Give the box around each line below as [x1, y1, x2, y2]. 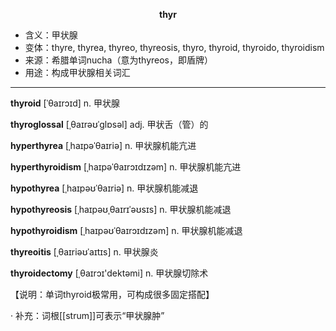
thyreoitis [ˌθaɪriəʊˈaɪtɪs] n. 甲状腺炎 [10, 246, 159, 258]
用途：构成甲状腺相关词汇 [24, 67, 131, 78]
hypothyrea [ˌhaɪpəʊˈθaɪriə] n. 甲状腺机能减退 [10, 182, 199, 194]
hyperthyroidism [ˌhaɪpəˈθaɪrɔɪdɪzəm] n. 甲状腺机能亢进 [10, 161, 242, 173]
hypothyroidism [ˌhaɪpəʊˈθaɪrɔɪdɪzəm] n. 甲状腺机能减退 [10, 225, 243, 236]
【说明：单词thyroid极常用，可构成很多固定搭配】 [10, 289, 215, 300]
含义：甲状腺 [24, 29, 78, 41]
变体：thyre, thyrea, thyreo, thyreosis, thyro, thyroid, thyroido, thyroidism [24, 42, 325, 53]
